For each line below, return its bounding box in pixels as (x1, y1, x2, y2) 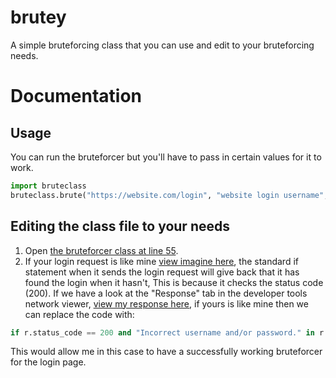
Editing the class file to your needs (10, 218, 230, 235)
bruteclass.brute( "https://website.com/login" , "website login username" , (10, 190, 329, 200)
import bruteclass (10, 181, 87, 191)
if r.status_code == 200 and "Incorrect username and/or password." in (10, 327, 315, 338)
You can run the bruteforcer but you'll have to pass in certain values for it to (10, 151, 322, 163)
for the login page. (10, 356, 87, 368)
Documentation (10, 85, 143, 108)
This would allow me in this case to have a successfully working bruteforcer (10, 346, 323, 358)
